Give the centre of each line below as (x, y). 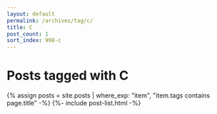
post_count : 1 (28, 34)
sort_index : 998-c (34, 41)
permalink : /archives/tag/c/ (50, 21)
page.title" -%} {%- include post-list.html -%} (74, 103)
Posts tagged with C (68, 76)
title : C (20, 27)
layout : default (31, 14)
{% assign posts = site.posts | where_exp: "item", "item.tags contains (108, 95)
